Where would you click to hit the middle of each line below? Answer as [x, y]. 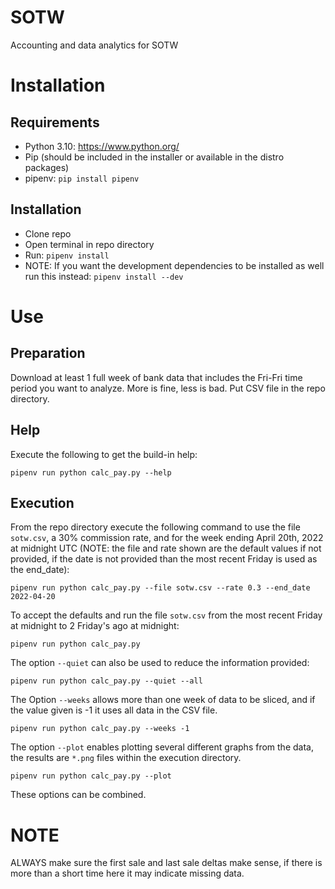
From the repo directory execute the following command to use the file [155, 527]
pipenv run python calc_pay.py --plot [91, 776]
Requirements [55, 122]
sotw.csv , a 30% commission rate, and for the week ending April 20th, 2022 [167, 538]
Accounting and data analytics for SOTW [94, 45]
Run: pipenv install [67, 255]
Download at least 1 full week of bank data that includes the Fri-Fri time [156, 377]
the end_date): [40, 570]
